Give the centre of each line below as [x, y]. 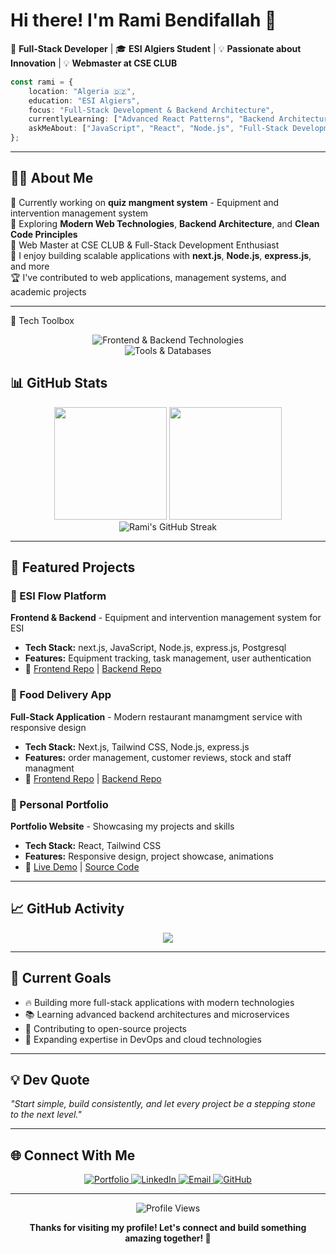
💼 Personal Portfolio [59, 804]
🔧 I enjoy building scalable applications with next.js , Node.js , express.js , [161, 255]
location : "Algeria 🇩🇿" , [82, 91]
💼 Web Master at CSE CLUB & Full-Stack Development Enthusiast [145, 245]
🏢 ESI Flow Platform [58, 596]
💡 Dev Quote [50, 1079]
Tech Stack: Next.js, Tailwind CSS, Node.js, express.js [137, 746]
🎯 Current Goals [61, 978]
